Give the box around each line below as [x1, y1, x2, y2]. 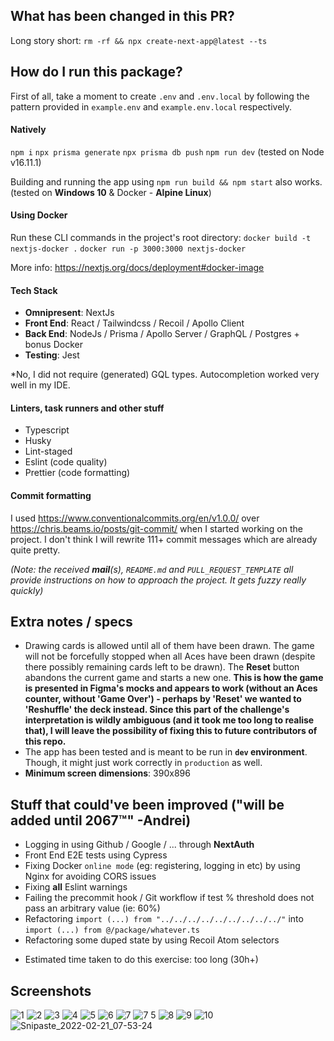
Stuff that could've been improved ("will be [10, 796, 285, 813]
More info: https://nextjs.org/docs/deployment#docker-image [10, 262, 265, 274]
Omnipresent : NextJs [24, 307, 115, 319]
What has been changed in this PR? [10, 8, 235, 25]
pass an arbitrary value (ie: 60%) [24, 902, 161, 914]
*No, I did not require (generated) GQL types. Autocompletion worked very [10, 369, 320, 381]
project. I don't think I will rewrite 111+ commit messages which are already [10, 533, 318, 545]
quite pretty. [10, 544, 61, 556]
